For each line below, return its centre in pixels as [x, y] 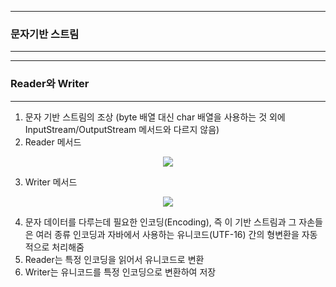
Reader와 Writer [50, 84]
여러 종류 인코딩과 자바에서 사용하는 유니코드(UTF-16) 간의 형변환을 [167, 234]
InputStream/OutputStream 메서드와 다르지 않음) [122, 129]
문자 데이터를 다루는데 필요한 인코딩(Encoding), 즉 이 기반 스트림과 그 [160, 222]
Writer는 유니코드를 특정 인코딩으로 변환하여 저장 [120, 272]
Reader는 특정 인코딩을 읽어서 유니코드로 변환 [114, 259]
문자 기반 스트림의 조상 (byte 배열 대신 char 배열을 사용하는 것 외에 [155, 117]
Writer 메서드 [51, 182]
